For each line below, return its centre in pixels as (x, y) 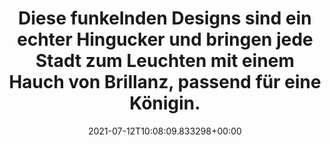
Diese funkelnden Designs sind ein (165, 18)
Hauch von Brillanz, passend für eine (165, 82)
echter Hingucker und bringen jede (165, 39)
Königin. (165, 103)
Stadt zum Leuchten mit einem (165, 61)
